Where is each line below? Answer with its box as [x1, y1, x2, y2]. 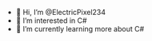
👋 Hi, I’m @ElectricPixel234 [15, 8, 106, 17]
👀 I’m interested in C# [15, 16, 87, 25]
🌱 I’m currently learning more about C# [15, 24, 145, 33]
